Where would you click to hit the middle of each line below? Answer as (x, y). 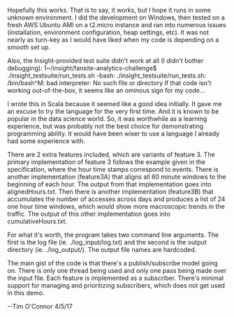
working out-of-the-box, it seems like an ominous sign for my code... (106, 90)
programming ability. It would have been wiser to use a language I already (114, 133)
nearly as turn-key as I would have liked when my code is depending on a (113, 40)
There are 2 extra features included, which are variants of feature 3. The (111, 154)
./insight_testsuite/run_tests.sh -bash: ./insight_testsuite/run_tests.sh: (107, 75)
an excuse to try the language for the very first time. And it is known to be (113, 111)
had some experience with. (46, 141)
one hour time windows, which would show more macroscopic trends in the (116, 206)
